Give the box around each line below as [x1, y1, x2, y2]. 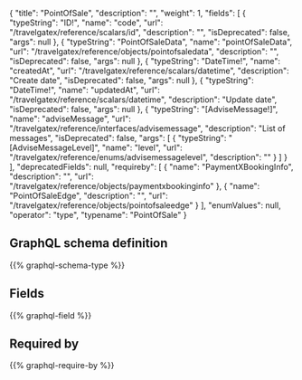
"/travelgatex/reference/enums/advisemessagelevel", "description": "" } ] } [9, 152, 288, 162]
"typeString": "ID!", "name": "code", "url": [9, 17, 164, 28]
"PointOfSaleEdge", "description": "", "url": [9, 190, 169, 201]
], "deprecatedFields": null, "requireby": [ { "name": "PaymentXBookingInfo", [9, 162, 294, 172]
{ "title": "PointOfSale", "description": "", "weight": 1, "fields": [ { [9, 8, 247, 18]
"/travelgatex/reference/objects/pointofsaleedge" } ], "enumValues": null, [9, 200, 282, 211]
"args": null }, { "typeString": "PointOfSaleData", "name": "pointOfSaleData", [9, 36, 293, 47]
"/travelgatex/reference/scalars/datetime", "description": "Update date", [9, 94, 278, 105]
